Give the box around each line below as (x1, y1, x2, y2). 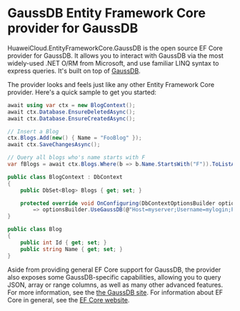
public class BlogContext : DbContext (7, 173, 123, 180)
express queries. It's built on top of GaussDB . (7, 66, 141, 75)
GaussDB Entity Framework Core (7, 5, 206, 21)
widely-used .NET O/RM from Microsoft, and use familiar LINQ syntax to (7, 58, 219, 67)
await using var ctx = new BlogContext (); (7, 101, 136, 108)
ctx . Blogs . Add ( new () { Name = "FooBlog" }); (7, 134, 142, 142)
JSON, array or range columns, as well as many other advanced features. (7, 280, 224, 289)
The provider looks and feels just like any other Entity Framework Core (7, 80, 215, 88)
